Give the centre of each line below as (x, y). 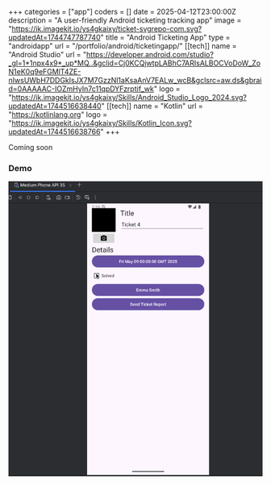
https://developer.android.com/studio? (150, 54)
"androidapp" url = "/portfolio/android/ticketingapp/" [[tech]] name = (123, 46)
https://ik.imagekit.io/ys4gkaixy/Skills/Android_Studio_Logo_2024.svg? (129, 97)
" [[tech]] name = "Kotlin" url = (152, 106)
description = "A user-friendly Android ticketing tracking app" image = (125, 20)
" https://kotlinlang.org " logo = (58, 115)
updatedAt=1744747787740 (54, 37)
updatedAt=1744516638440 (55, 106)
